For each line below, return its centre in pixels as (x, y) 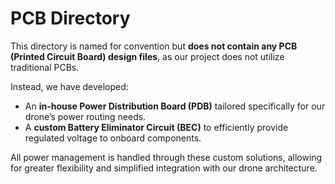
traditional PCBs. (45, 67)
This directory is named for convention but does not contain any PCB (154, 46)
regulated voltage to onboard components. (113, 138)
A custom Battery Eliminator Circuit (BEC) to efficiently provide (156, 127)
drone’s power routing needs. (85, 116)
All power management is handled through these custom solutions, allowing (166, 157)
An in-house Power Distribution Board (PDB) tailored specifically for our (175, 106)
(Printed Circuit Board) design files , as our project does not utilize (147, 56)
